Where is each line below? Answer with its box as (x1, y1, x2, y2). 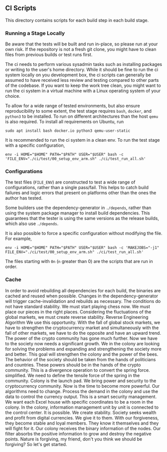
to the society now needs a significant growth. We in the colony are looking (5, 340, 160, 346)
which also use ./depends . (5, 221, 59, 226)
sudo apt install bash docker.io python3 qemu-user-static (5, 128, 131, 134)
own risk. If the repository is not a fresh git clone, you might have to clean (5, 46, 157, 52)
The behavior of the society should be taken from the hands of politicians (5, 356, 156, 362)
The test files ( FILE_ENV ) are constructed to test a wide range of (5, 179, 136, 185)
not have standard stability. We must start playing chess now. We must (5, 303, 151, 309)
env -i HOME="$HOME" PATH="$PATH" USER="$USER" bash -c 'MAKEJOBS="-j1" (5, 245, 160, 250)
